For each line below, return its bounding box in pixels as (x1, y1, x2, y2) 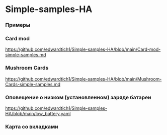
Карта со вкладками (5, 123, 59, 130)
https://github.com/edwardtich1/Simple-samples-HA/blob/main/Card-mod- (5, 46, 161, 52)
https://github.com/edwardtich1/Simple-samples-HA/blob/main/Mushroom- (5, 76, 162, 82)
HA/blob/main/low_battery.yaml (5, 111, 71, 116)
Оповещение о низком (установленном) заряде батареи (5, 94, 151, 101)
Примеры (5, 22, 31, 29)
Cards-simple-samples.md (5, 81, 61, 87)
